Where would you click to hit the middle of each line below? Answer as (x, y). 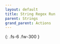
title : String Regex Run (30, 14)
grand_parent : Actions (28, 23)
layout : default (21, 9)
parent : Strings (21, 18)
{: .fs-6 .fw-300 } (22, 37)
